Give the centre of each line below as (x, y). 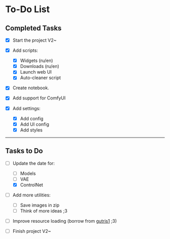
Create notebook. (31, 88)
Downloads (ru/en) (40, 66)
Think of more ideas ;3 (44, 211)
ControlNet (32, 185)
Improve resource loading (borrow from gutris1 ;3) (65, 221)
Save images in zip (40, 205)
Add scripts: (25, 50)
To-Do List (28, 9)
